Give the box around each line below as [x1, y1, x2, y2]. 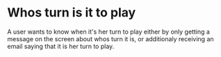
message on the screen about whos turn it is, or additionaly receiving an [7, 34, 214, 43]
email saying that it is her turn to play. [7, 42, 115, 50]
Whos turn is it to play [7, 5, 136, 21]
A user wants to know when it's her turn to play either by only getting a [7, 27, 211, 36]
